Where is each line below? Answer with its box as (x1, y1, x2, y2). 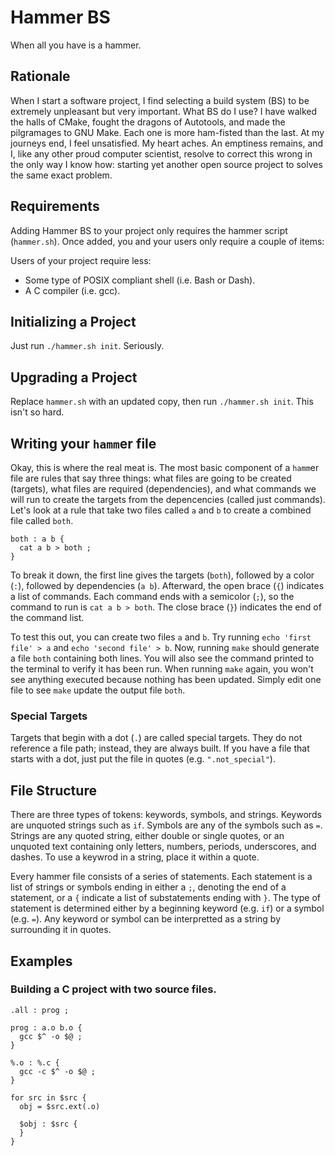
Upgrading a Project (10, 369, 138, 386)
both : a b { (10, 534, 65, 544)
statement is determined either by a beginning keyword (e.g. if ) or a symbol (10, 902, 325, 915)
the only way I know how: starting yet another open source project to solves (10, 158, 323, 170)
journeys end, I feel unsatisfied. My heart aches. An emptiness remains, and (10, 137, 324, 149)
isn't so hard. (10, 406, 65, 418)
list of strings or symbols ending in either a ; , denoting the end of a (10, 881, 287, 893)
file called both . (10, 515, 74, 526)
